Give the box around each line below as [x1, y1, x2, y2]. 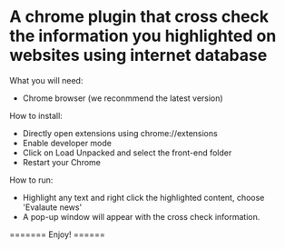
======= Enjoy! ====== [9, 229, 106, 240]
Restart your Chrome [22, 156, 102, 167]
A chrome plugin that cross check [9, 6, 270, 27]
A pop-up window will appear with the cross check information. [22, 211, 260, 222]
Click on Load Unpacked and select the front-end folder [22, 147, 232, 158]
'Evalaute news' [22, 202, 83, 213]
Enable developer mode [22, 137, 112, 148]
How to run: [9, 174, 54, 185]
